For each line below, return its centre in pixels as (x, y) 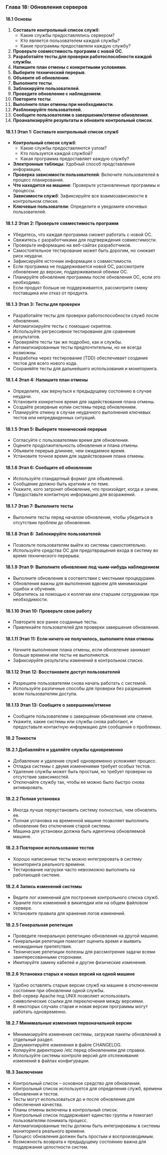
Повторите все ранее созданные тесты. (55, 622)
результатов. (27, 336)
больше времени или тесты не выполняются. (61, 655)
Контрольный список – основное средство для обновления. (77, 1083)
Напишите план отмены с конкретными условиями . (70, 67)
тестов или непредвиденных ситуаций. (54, 417)
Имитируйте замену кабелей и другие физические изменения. (80, 963)
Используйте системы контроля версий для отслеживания (76, 1055)
